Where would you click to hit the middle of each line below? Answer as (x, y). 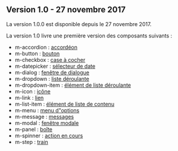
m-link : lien (29, 97)
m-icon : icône (32, 91)
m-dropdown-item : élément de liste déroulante (73, 85)
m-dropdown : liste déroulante (52, 78)
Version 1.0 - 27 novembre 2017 (66, 10)
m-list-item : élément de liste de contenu (65, 104)
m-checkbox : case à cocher (50, 59)
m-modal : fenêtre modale (47, 123)
